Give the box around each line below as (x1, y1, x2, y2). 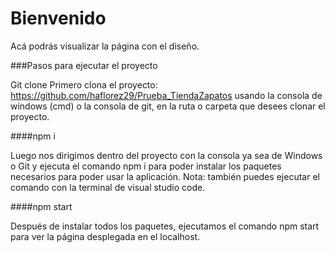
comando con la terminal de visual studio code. (10, 181, 206, 193)
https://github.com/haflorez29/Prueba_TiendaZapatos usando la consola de (10, 89, 323, 101)
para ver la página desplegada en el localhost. (10, 230, 201, 242)
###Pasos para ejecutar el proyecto (10, 59, 158, 71)
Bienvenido (10, 7, 107, 30)
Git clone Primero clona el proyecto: (10, 78, 158, 91)
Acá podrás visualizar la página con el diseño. (10, 40, 200, 52)
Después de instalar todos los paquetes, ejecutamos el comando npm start (10, 220, 320, 232)
